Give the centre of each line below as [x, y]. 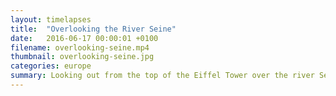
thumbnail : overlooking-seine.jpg [82, 57]
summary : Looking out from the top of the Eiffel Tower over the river [162, 76]
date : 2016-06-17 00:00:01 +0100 [84, 38]
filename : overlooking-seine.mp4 [80, 47]
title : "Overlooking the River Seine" [93, 29]
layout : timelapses [51, 19]
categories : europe [51, 66]
